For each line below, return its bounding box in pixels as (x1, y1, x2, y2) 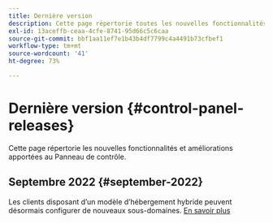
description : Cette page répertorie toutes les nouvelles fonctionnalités (8, 19, 267, 28)
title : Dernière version (8, 11, 93, 20)
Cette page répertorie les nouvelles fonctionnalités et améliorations (8, 143, 233, 152)
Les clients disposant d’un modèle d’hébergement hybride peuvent (8, 196, 232, 207)
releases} (8, 117, 75, 135)
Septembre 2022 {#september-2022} (8, 175, 203, 189)
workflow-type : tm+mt (8, 42, 82, 50)
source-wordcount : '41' (8, 49, 89, 58)
